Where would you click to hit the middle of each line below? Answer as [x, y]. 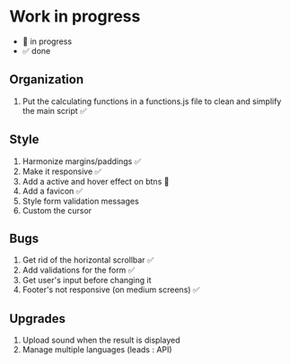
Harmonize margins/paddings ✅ [82, 161]
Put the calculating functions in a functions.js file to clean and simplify [152, 101]
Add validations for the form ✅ [79, 270]
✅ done [36, 50]
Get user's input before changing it [87, 281]
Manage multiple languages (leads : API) [97, 350]
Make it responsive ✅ [62, 171]
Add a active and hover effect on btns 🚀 [96, 181]
